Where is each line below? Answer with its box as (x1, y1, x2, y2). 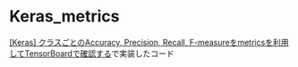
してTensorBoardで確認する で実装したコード (9, 47, 175, 59)
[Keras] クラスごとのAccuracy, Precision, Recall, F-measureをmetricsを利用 (9, 37, 289, 47)
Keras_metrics (9, 6, 120, 27)
